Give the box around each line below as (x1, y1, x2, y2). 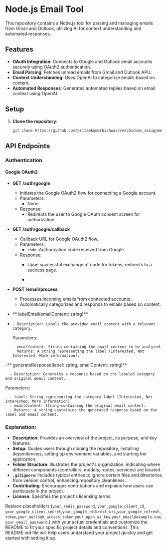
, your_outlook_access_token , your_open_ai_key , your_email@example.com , (16, 514, 163, 520)
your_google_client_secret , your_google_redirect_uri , (5, 508, 117, 514)
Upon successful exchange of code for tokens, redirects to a (27, 261, 152, 267)
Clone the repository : (12, 118, 58, 124)
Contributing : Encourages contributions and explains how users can (12, 483, 154, 489)
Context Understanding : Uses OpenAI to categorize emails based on (12, 74, 155, 81)
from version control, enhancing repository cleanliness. (12, 477, 126, 483)
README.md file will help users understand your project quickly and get (5, 529, 153, 536)
